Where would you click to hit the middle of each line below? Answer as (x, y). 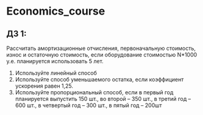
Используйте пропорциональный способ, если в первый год (94, 92)
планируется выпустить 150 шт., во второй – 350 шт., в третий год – (103, 99)
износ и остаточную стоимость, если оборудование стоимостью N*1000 (102, 55)
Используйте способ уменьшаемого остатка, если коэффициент (99, 79)
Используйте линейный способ (56, 73)
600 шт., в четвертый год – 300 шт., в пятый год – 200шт (89, 105)
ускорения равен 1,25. (44, 86)
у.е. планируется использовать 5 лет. (55, 61)
